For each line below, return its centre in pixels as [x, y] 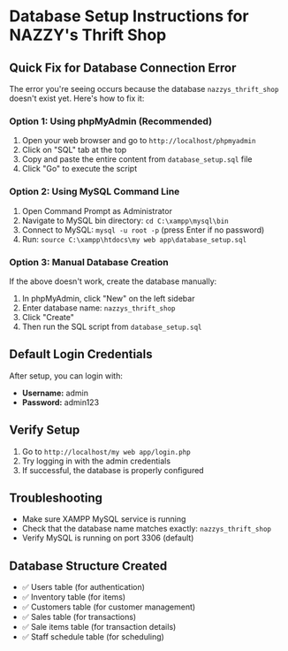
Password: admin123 [61, 402]
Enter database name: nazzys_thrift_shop [99, 308]
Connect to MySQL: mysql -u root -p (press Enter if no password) [143, 230]
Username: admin [55, 393]
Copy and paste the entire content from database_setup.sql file [137, 159]
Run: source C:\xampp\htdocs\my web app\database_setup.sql [134, 239]
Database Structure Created [88, 566]
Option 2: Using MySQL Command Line [95, 192]
